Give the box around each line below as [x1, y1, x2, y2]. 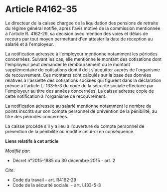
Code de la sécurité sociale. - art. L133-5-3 [12, 182, 101, 188]
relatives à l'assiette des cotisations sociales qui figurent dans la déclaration [5, 77, 162, 83]
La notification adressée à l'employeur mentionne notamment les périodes [5, 51, 158, 57]
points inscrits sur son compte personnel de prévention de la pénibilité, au [5, 108, 157, 114]
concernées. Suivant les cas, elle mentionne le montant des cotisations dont [5, 56, 162, 62]
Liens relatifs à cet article [5, 138, 59, 144]
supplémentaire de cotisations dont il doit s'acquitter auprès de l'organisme [5, 66, 161, 73]
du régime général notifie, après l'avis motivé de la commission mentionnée [5, 25, 161, 31]
